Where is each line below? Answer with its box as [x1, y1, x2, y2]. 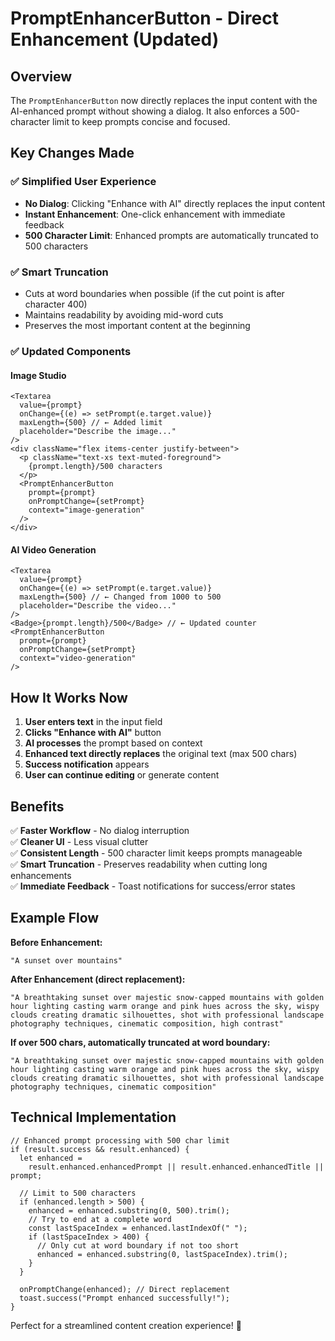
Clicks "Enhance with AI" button [24, 727, 162, 739]
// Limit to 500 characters [19, 1188, 137, 1198]
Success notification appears [24, 758, 150, 771]
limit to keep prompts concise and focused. [52, 116, 231, 127]
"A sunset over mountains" [10, 955, 123, 966]
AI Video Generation [10, 543, 97, 556]
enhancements [10, 869, 72, 881]
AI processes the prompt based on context [24, 737, 203, 749]
